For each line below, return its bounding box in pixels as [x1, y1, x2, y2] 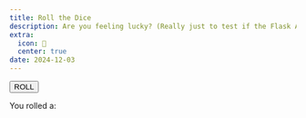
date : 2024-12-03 [9, 55, 76, 64]
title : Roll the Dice [9, 13, 92, 23]
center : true [17, 47, 67, 56]
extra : [9, 30, 35, 39]
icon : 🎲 [17, 38, 47, 48]
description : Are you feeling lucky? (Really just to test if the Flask [9, 22, 291, 31]
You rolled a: [9, 101, 56, 111]
